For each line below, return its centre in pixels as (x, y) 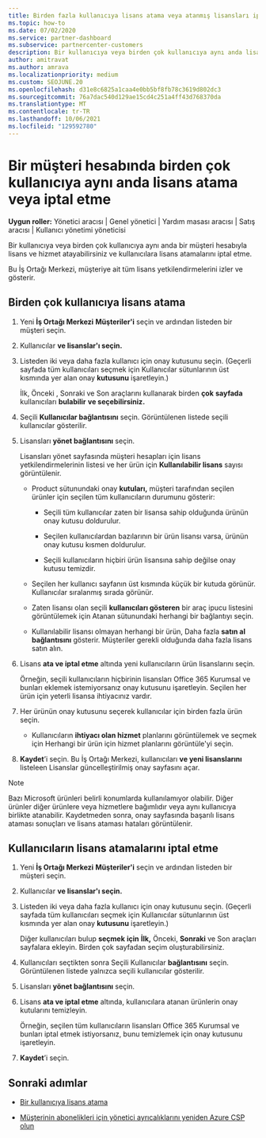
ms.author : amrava (38, 68)
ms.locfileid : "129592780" (53, 126)
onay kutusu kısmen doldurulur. (95, 544)
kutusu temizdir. (69, 568)
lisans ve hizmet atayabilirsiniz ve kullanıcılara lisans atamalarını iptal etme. (130, 253)
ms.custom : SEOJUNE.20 (46, 82)
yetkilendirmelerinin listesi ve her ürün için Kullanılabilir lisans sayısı (131, 465)
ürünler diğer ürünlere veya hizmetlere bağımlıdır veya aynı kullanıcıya (122, 806)
